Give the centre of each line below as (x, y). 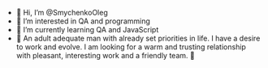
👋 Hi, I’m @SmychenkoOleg (62, 13)
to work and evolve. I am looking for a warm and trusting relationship (131, 47)
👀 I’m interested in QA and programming (83, 21)
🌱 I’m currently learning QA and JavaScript (87, 30)
